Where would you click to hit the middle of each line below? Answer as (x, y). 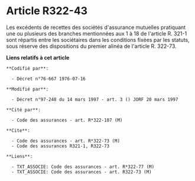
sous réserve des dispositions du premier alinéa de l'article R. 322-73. (92, 46)
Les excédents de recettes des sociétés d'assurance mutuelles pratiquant (96, 27)
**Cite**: (18, 130)
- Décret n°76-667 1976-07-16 (48, 79)
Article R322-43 (47, 11)
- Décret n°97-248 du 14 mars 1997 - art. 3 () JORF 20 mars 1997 (95, 99)
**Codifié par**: (27, 68)
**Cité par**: (24, 110)
